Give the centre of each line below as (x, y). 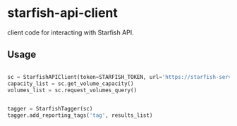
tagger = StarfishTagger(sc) (50, 109)
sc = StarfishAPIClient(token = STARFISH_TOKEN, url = (85, 77)
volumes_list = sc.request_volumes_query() (72, 90)
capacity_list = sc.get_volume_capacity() (71, 83)
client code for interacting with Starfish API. (71, 32)
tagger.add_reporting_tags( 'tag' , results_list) (80, 115)
